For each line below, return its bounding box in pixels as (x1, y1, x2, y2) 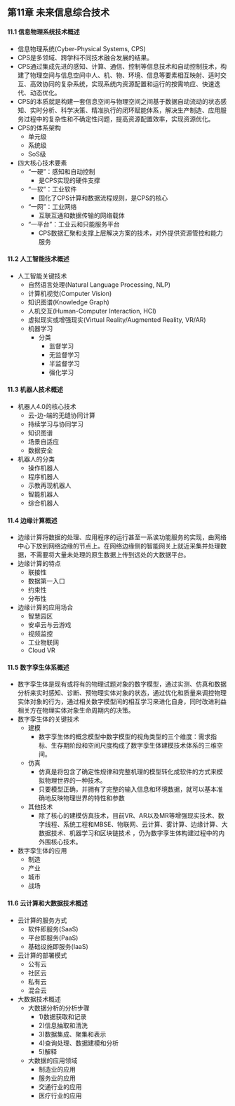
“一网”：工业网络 (27, 202, 77, 210)
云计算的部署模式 (17, 951, 67, 959)
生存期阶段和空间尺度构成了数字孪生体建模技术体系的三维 (51, 741, 217, 750)
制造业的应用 (38, 1065, 76, 1073)
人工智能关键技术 (17, 271, 67, 280)
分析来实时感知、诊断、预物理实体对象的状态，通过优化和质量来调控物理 (17, 689, 227, 697)
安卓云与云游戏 (27, 621, 72, 629)
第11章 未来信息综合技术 (7, 6, 110, 19)
